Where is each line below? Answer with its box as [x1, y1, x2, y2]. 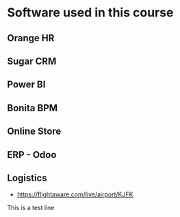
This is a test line [7, 204, 55, 212]
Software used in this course [7, 5, 174, 21]
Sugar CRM [7, 55, 57, 67]
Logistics [7, 172, 47, 183]
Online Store [7, 126, 62, 137]
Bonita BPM [7, 102, 58, 114]
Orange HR [7, 32, 55, 44]
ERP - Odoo [7, 149, 57, 161]
